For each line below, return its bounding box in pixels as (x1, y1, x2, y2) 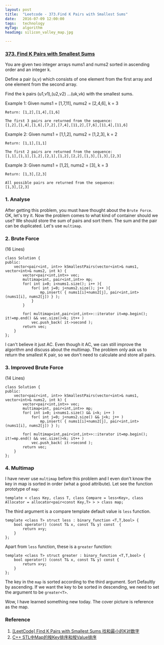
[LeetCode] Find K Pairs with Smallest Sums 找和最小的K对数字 (12, 628, 140, 634)
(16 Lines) (5, 246, 25, 252)
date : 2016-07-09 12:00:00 (5, 16, 65, 21)
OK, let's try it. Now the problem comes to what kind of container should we (5, 212, 158, 218)
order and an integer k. (5, 67, 51, 73)
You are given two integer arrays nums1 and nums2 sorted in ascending (5, 62, 150, 68)
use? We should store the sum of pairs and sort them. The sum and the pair (5, 218, 158, 223)
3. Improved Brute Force (5, 364, 64, 371)
